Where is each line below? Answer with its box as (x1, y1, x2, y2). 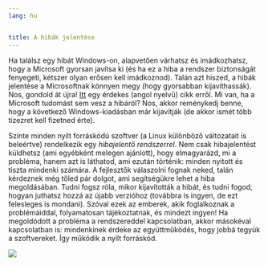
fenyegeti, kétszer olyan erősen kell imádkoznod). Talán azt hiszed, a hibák (8, 72, 257, 82)
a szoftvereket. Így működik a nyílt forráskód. (8, 233, 158, 243)
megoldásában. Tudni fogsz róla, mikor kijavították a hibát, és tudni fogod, (8, 182, 253, 191)
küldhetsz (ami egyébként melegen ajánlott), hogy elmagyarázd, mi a (8, 148, 237, 158)
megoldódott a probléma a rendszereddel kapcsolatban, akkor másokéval (8, 216, 251, 226)
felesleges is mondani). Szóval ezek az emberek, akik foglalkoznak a (8, 198, 235, 209)
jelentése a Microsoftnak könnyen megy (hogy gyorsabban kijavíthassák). (8, 81, 252, 91)
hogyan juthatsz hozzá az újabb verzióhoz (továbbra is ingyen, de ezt (8, 190, 238, 200)
